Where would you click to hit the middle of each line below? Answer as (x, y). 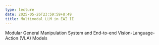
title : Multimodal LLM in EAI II (40, 19)
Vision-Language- (136, 33)
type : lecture (20, 10)
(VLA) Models (34, 38)
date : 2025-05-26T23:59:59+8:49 (38, 14)
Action (12, 38)
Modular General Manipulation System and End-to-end (61, 33)
